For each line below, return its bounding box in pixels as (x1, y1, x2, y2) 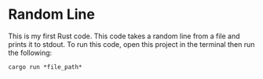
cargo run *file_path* (8, 63, 82, 71)
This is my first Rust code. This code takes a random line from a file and (8, 31, 241, 41)
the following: (8, 48, 53, 57)
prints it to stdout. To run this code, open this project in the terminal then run (8, 39, 255, 48)
